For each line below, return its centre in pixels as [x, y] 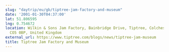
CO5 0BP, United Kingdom [36, 33]
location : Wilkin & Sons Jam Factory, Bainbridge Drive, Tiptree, [76, 28]
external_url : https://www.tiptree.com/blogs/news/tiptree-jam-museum [81, 38]
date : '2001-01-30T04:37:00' [36, 14]
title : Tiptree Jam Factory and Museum [47, 42]
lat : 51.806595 [21, 19]
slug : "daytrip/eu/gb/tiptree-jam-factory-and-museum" [64, 10]
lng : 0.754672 [20, 24]
